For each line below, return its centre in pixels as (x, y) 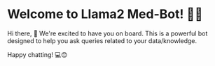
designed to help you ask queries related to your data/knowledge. (102, 40)
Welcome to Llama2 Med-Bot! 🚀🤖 (105, 14)
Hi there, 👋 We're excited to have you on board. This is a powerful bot (107, 33)
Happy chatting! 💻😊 (37, 54)
